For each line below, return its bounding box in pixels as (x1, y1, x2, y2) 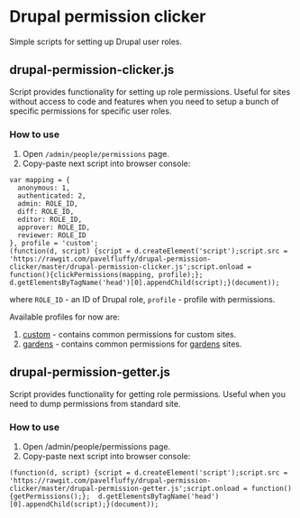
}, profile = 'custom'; (9, 239, 99, 248)
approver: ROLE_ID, (17, 223, 91, 232)
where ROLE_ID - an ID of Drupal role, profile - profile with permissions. (9, 294, 276, 305)
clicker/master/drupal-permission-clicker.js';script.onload (9, 263, 244, 272)
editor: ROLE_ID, (17, 215, 83, 225)
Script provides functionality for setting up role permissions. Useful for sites (9, 86, 291, 97)
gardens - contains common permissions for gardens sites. (22, 338, 242, 349)
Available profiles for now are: (9, 311, 120, 322)
